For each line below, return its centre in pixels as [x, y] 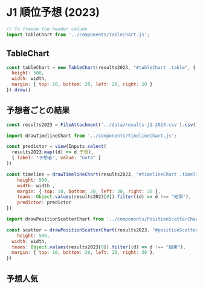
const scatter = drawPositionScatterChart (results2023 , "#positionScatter [102, 230]
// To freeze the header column [47, 29]
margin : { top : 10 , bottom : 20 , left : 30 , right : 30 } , [89, 191]
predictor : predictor [44, 203]
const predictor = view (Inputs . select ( [56, 147]
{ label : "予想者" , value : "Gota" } [56, 158]
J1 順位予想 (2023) [53, 12]
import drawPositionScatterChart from [55, 219]
